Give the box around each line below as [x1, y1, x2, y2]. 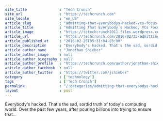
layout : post [5, 88, 73, 93]
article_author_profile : [5, 61, 62, 66]
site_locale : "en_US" [5, 16, 79, 21]
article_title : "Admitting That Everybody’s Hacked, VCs [5, 25, 149, 30]
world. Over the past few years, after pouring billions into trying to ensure [5, 106, 152, 112]
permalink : [5, 83, 62, 89]
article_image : [5, 30, 62, 34]
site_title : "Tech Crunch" [5, 7, 92, 12]
